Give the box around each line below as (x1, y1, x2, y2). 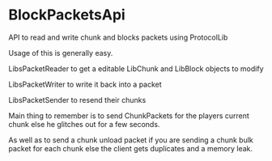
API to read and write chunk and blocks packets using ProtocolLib (8, 32, 228, 42)
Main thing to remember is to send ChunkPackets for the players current (8, 111, 249, 121)
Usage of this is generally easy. (8, 48, 113, 57)
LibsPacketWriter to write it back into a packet (8, 79, 162, 89)
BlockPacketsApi (8, 6, 125, 24)
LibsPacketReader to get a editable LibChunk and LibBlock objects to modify (8, 63, 264, 74)
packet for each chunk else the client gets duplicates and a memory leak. (8, 143, 253, 153)
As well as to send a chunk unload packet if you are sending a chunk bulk (8, 135, 253, 145)
